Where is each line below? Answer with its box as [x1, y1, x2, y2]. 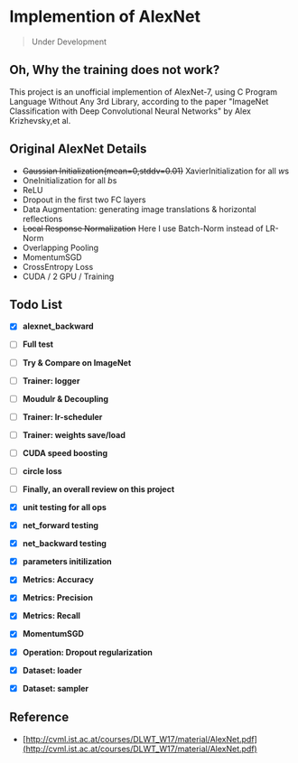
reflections [22, 213, 63, 224]
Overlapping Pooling [22, 242, 99, 253]
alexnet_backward [22, 321, 94, 331]
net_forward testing [22, 520, 99, 531]
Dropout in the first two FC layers [22, 194, 146, 205]
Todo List [9, 296, 63, 312]
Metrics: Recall [22, 610, 81, 621]
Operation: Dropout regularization [22, 647, 154, 657]
